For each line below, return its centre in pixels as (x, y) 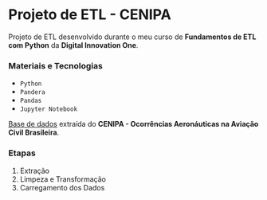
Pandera (32, 92)
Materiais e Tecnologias (56, 65)
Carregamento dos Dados (62, 187)
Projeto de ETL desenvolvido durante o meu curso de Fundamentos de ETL (132, 37)
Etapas (22, 153)
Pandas (31, 101)
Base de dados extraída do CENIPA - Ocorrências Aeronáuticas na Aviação (133, 124)
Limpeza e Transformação (63, 179)
